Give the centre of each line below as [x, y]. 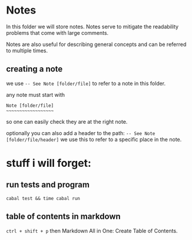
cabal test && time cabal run [43, 198]
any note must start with [36, 94]
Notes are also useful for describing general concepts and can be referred [96, 44]
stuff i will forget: [49, 163]
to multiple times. [27, 50]
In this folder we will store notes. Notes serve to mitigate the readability [92, 27]
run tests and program [48, 185]
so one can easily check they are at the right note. [67, 121]
